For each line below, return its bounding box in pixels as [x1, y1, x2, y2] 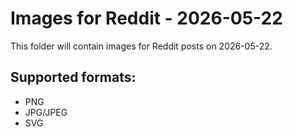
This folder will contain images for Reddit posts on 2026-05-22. [10, 40, 273, 52]
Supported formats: [10, 69, 137, 86]
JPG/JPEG [24, 106, 68, 118]
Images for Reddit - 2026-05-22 [10, 7, 283, 30]
